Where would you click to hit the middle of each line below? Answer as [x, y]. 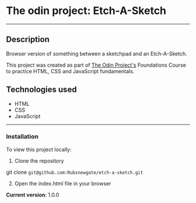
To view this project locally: [39, 149]
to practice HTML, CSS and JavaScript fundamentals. [70, 71]
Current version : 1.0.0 [33, 195]
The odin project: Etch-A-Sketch [86, 11]
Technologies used [41, 90]
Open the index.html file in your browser [63, 183]
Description [28, 39]
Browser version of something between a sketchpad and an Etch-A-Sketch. [97, 53]
